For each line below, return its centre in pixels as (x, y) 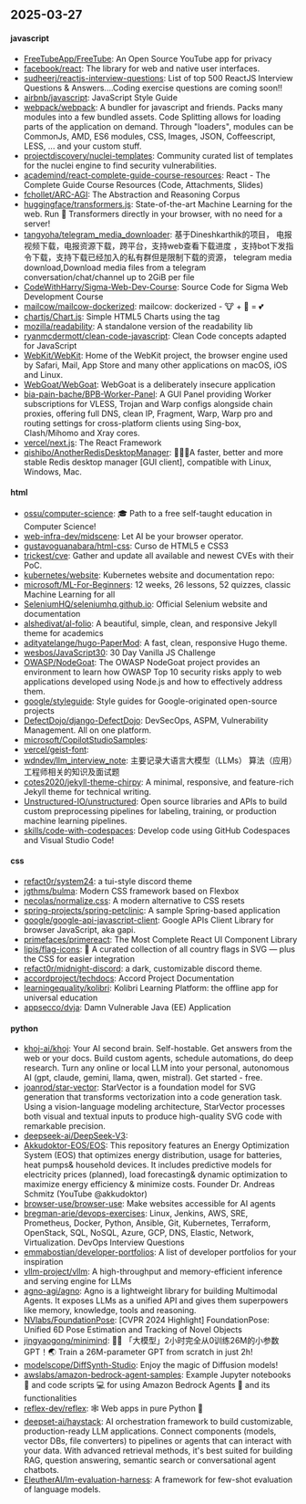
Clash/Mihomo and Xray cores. (82, 433)
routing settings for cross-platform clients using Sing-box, (133, 423)
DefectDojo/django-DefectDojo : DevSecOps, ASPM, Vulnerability (146, 720)
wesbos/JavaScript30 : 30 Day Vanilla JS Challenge (120, 653)
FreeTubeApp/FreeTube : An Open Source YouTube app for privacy (148, 58)
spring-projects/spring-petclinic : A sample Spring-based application (152, 910)
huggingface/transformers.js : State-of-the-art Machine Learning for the (158, 204)
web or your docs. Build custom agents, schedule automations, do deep (158, 1059)
